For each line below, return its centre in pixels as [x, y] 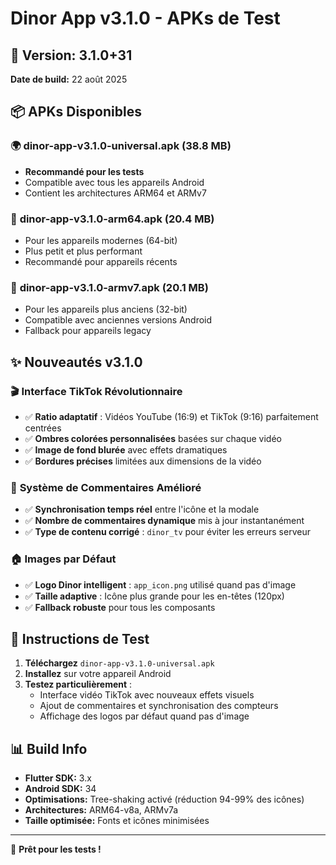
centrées [43, 428]
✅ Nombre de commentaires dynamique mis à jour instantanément [164, 521]
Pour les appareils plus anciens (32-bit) [106, 309]
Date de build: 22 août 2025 [69, 79]
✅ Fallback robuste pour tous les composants [120, 607]
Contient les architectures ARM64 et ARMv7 [115, 193]
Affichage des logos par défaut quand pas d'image [144, 716]
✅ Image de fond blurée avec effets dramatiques [126, 449]
